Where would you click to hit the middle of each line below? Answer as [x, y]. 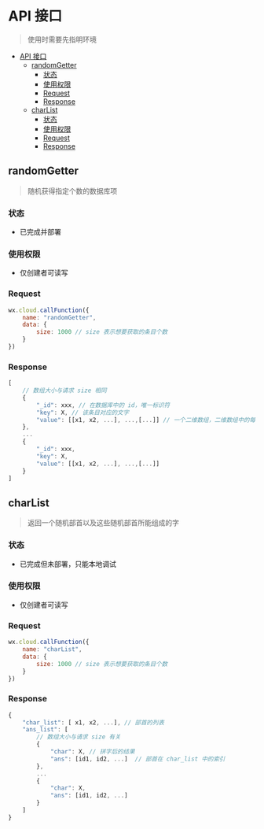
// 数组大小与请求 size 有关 [79, 737]
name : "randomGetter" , [59, 317]
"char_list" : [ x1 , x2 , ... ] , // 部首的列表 [93, 722]
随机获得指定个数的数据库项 [72, 191]
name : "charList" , [52, 650]
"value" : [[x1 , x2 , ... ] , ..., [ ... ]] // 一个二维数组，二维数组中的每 [146, 420]
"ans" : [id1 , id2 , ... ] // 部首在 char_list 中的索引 [137, 759]
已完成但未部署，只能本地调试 [68, 564]
